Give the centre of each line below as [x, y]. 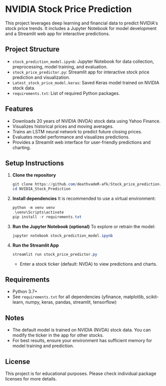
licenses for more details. [31, 379]
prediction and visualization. [41, 77]
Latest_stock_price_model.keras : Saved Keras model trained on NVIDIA [86, 82]
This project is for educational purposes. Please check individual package [81, 374]
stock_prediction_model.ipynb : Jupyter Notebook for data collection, [83, 61]
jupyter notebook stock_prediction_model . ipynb [62, 236]
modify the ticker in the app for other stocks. [58, 335]
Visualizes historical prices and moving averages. [63, 126]
